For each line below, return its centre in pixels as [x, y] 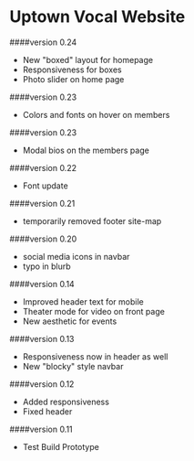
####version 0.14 [42, 284]
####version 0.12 [42, 384]
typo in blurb [46, 266]
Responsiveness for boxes [72, 70]
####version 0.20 [43, 239]
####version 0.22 [43, 167]
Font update [45, 186]
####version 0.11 [41, 429]
